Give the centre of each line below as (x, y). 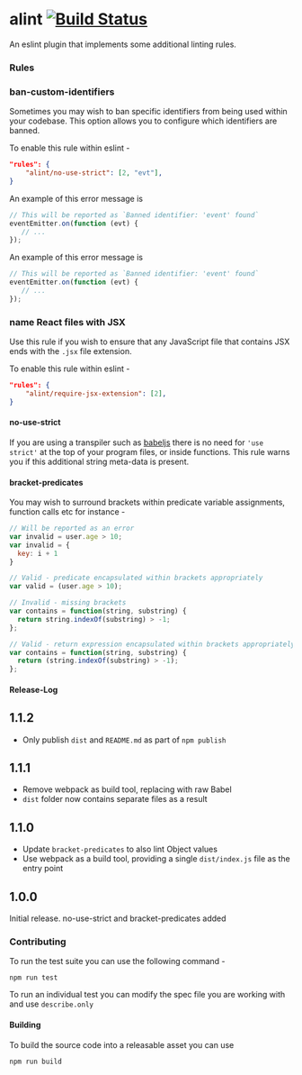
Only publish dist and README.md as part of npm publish (124, 740)
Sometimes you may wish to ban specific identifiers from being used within (148, 112)
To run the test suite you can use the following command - (117, 961)
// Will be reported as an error (72, 528)
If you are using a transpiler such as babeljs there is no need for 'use (136, 442)
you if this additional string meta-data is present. (99, 461)
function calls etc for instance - (67, 512)
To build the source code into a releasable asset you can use (122, 1044)
